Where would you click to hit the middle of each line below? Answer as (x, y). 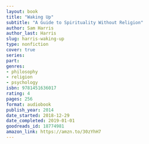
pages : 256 (19, 99)
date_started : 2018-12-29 (38, 115)
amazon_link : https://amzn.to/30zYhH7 (54, 132)
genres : (16, 66)
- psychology (22, 83)
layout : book (22, 11)
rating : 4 (18, 93)
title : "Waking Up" (30, 17)
